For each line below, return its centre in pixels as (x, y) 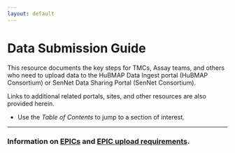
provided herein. (31, 103)
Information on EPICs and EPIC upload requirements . (99, 142)
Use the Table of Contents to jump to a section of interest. (101, 117)
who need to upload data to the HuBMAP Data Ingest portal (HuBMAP (108, 75)
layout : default (31, 14)
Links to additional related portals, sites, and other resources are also (107, 96)
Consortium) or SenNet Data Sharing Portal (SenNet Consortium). (102, 82)
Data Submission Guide (77, 48)
